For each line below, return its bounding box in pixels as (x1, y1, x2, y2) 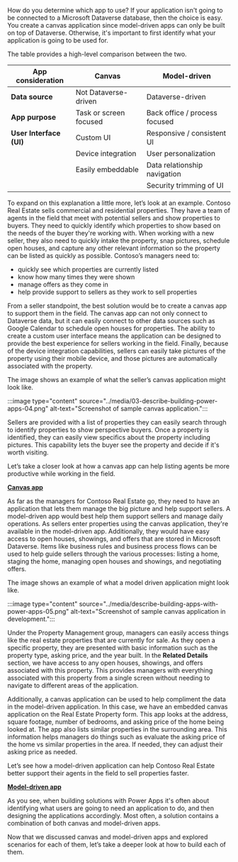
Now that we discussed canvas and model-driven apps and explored (7, 833, 208, 841)
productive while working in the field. (7, 469, 115, 478)
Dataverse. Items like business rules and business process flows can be (7, 542, 217, 550)
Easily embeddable (75, 164, 140, 174)
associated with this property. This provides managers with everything (7, 666, 213, 674)
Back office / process (146, 108, 217, 118)
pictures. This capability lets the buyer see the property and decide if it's (7, 441, 220, 449)
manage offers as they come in (17, 280, 108, 289)
